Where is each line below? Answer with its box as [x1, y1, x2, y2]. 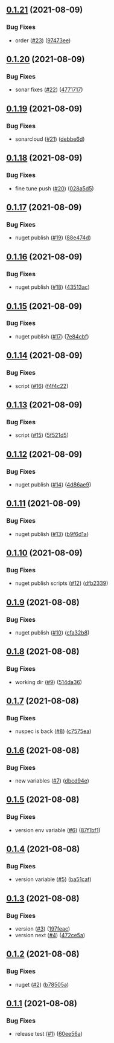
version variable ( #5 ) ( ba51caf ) [14, 876, 92, 883]
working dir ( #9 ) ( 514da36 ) [14, 678, 83, 685]
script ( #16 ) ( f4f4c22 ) [14, 382, 69, 389]
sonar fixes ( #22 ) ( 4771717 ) [14, 86, 83, 93]
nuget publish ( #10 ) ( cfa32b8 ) [14, 628, 90, 636]
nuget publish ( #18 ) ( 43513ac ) [14, 283, 90, 291]
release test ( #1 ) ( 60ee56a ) [14, 1030, 83, 1038]
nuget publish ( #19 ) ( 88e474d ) [14, 234, 92, 241]
